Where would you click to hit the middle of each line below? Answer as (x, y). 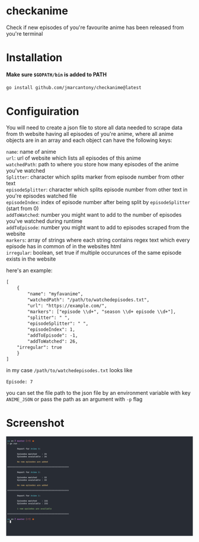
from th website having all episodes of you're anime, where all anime (90, 134)
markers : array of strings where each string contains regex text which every (98, 240)
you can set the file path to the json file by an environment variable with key (98, 393)
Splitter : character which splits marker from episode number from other (95, 177)
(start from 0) (23, 208)
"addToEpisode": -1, (53, 336)
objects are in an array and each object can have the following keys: (89, 140)
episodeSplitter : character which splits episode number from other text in (97, 190)
